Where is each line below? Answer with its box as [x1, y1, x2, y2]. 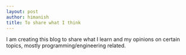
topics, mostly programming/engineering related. [6, 42, 126, 49]
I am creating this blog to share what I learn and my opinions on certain [6, 36, 180, 43]
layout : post [6, 8, 39, 15]
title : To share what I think [6, 20, 81, 25]
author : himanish [6, 14, 49, 20]
